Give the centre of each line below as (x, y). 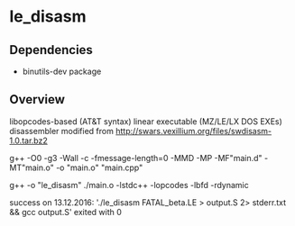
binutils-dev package (62, 71)
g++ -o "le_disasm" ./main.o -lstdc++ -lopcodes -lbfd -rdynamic (129, 185)
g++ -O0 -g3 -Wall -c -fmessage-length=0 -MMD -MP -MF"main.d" (136, 158)
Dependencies (51, 50)
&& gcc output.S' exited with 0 (65, 212)
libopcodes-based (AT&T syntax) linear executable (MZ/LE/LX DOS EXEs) (146, 121)
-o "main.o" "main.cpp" (99, 167)
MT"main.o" (32, 167)
